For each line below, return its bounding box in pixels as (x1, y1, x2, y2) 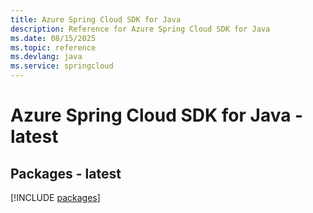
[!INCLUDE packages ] (10, 192, 101, 203)
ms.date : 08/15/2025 (10, 33, 97, 43)
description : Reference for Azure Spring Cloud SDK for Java (10, 24, 271, 34)
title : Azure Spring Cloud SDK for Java (10, 14, 182, 25)
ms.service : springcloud (10, 61, 114, 71)
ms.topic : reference (10, 42, 97, 53)
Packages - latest (10, 165, 122, 182)
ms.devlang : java (10, 52, 83, 62)
